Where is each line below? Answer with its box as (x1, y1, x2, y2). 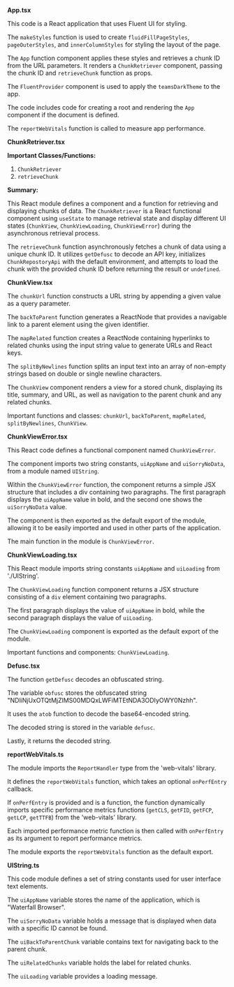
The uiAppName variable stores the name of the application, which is (7, 895, 200, 904)
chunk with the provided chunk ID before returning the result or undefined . (7, 265, 221, 273)
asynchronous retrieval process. (7, 229, 100, 237)
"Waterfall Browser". (7, 903, 66, 911)
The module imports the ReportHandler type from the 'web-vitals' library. (7, 764, 217, 772)
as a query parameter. (7, 300, 71, 307)
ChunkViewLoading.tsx (7, 551, 78, 559)
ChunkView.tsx (7, 279, 53, 286)
